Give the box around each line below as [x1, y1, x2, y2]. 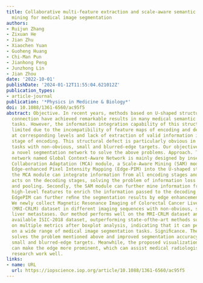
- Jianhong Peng [6, 59, 47, 65]
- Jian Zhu [6, 37, 34, 43]
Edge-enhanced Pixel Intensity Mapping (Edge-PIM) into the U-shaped [11, 166, 190, 172]
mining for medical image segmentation [11, 15, 112, 21]
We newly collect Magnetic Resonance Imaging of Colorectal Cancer [11, 200, 185, 206]
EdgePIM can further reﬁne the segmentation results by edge [11, 194, 169, 200]
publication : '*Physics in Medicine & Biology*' [6, 99, 131, 105]
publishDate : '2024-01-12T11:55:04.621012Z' [6, 82, 120, 88]
